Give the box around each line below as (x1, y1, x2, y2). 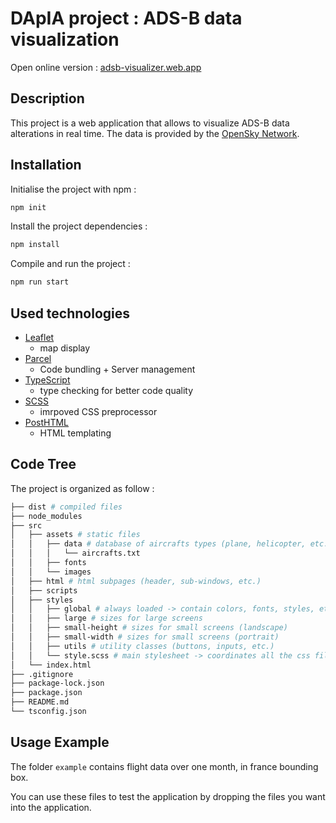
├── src (10, 520, 43, 531)
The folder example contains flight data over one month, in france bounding (10, 760, 319, 772)
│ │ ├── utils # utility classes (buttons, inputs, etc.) (10, 641, 275, 651)
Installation (10, 157, 82, 174)
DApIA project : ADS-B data (10, 7, 243, 30)
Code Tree (10, 456, 77, 473)
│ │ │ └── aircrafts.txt (10, 548, 141, 559)
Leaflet (24, 332, 55, 343)
